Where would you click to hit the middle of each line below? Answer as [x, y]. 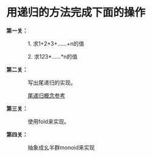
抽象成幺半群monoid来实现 [61, 147]
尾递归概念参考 [46, 95]
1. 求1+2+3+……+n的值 [56, 43]
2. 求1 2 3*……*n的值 [52, 56]
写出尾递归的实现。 [50, 82]
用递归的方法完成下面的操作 [76, 13]
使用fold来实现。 [49, 121]
